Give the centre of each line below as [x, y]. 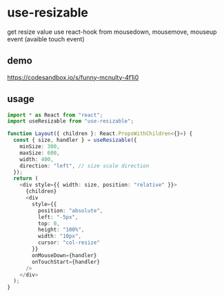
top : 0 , [49, 223]
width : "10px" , [59, 236]
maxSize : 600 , [40, 153]
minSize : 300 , [40, 147]
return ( [26, 178]
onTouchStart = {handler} [66, 262]
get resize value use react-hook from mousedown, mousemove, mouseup [112, 32]
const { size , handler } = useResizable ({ [75, 140]
